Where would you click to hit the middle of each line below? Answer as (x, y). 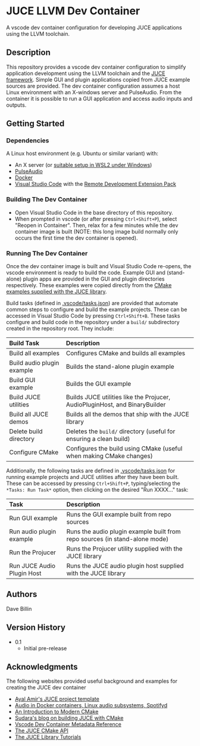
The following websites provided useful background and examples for (92, 681)
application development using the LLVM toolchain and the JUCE (86, 73)
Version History (36, 628)
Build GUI (22, 380)
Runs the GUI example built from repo (119, 515)
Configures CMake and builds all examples (126, 353)
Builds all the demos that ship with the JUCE (127, 414)
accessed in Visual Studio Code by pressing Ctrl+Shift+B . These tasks (93, 316)
